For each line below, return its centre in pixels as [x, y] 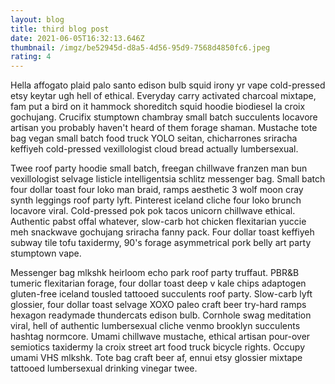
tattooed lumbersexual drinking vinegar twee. [104, 368]
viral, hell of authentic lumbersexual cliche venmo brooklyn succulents [155, 326]
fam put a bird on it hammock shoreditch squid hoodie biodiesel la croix [158, 107]
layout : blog [37, 19]
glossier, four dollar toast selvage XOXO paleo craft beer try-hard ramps [158, 305]
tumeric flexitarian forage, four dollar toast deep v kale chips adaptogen [158, 283]
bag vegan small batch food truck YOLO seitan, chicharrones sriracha [154, 138]
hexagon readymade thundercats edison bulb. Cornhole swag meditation [161, 315]
